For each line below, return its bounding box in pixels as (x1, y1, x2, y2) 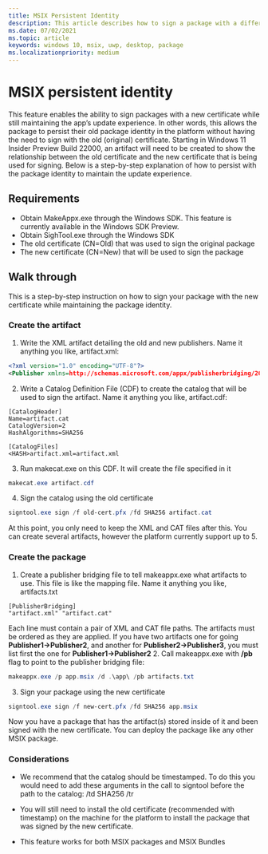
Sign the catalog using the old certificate (19, 493, 154, 503)
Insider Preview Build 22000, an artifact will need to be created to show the (8, 143, 256, 152)
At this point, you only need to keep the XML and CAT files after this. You (8, 524, 247, 533)
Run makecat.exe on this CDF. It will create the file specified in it (19, 464, 231, 473)
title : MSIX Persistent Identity (8, 11, 120, 20)
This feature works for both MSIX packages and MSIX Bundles (19, 836, 226, 846)
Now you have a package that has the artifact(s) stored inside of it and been (8, 717, 258, 726)
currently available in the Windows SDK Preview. (19, 221, 179, 231)
